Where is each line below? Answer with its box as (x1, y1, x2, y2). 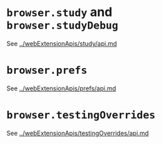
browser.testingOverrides (6, 109, 156, 122)
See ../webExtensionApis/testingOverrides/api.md (6, 129, 150, 137)
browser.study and (6, 4, 113, 20)
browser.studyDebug (6, 19, 118, 32)
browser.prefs (6, 64, 88, 77)
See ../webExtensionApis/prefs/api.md (6, 84, 116, 93)
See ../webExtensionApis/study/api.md (6, 39, 117, 47)
